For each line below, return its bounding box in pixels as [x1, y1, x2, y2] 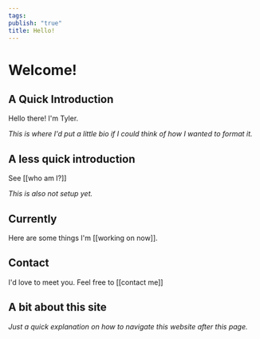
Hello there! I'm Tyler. [8, 113, 79, 124]
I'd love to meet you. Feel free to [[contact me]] [8, 277, 163, 287]
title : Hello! [8, 26, 56, 34]
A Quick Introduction [8, 93, 114, 106]
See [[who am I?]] [8, 173, 67, 183]
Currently [8, 212, 57, 226]
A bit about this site [8, 301, 107, 314]
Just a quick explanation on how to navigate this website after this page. [8, 321, 249, 331]
